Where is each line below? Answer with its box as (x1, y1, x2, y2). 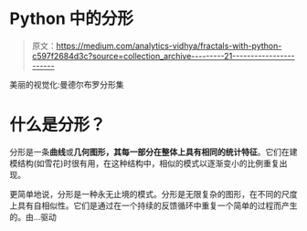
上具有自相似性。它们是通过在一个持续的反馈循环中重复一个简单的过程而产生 (9, 200, 298, 211)
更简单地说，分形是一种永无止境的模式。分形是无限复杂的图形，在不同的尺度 (9, 188, 298, 199)
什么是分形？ (9, 115, 107, 135)
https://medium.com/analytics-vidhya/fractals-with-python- (56, 40, 282, 51)
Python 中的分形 (9, 8, 134, 29)
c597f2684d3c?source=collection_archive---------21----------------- (31, 50, 295, 61)
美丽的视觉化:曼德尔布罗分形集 (9, 79, 125, 89)
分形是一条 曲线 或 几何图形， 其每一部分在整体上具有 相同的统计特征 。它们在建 (9, 146, 298, 157)
